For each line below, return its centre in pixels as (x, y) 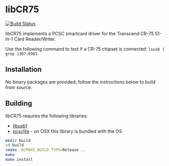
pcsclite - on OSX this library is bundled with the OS (67, 131)
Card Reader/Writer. (35, 39)
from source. (19, 87)
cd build (15, 145)
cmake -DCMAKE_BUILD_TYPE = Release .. (45, 150)
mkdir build (18, 140)
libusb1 (20, 126)
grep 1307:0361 (21, 54)
